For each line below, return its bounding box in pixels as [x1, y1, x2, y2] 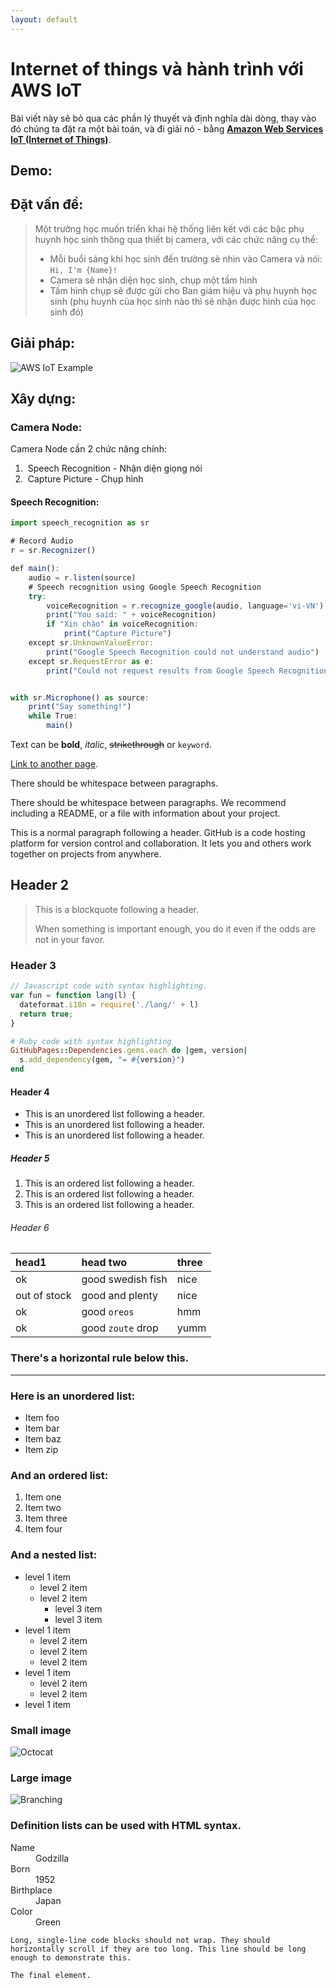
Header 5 [10, 1152, 50, 1164]
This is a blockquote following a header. [34, 903, 199, 915]
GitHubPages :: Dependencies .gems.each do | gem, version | [10, 1046, 248, 1056]
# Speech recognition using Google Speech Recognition [28, 582, 262, 592]
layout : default [10, 14, 78, 25]
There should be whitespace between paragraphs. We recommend [10, 797, 287, 809]
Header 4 [10, 1086, 50, 1098]
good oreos [81, 1305, 135, 1319]
